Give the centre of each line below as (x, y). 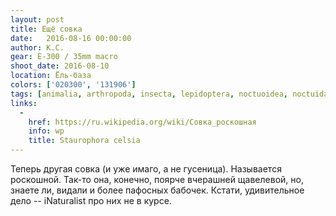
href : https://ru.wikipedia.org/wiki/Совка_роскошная (142, 122)
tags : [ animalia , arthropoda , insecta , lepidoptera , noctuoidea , (149, 94)
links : (24, 103)
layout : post (37, 19)
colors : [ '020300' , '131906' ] (73, 85)
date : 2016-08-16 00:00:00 (71, 38)
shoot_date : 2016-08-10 (60, 66)
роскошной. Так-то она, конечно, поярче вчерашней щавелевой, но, (157, 179)
